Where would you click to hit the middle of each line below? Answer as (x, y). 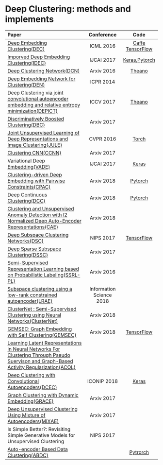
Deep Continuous (27, 194)
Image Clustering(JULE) (35, 145)
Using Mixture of (26, 415)
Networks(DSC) (25, 241)
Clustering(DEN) (26, 85)
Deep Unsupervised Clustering (42, 409)
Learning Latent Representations (45, 343)
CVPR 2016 (103, 138)
